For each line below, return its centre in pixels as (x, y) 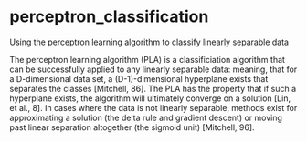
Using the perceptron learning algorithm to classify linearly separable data (149, 42)
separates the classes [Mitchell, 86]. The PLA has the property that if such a (153, 88)
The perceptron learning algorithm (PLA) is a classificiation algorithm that (148, 59)
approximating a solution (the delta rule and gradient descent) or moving (146, 117)
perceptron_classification (109, 17)
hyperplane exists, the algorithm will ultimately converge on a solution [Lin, (150, 98)
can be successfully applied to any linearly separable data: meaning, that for (153, 69)
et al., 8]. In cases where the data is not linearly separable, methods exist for (153, 107)
